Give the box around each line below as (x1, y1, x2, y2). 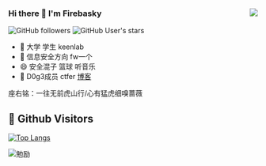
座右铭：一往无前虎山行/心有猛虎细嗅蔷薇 (8, 89, 143, 98)
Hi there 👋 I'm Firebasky (8, 8, 102, 19)
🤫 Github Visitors (8, 111, 93, 126)
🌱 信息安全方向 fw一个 (19, 52, 93, 62)
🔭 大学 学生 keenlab (19, 42, 85, 51)
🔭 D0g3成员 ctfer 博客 (19, 72, 92, 81)
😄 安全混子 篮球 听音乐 (19, 62, 97, 71)
